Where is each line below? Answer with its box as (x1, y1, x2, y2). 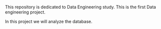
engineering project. (5, 9, 46, 15)
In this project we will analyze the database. (5, 19, 93, 24)
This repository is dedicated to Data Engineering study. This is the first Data (5, 4, 156, 10)
